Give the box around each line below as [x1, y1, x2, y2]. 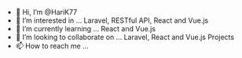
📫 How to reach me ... [15, 42, 89, 50]
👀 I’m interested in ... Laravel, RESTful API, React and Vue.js [15, 16, 209, 25]
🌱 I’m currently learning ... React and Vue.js [15, 24, 156, 33]
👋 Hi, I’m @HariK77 [15, 8, 78, 16]
